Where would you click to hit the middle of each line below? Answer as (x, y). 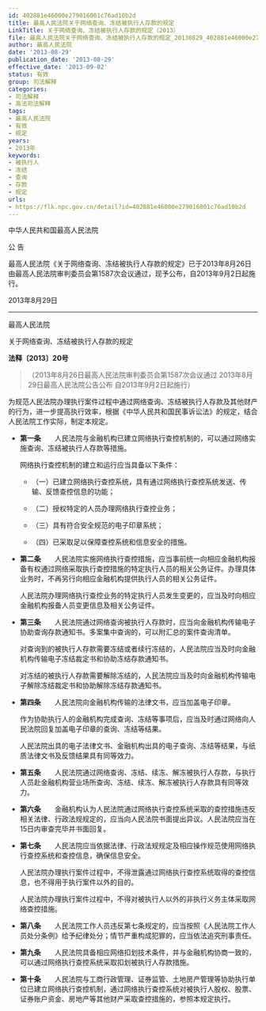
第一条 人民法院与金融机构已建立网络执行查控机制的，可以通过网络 (134, 438)
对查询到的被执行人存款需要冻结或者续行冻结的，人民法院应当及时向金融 (137, 649)
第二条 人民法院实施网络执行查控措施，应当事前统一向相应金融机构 (134, 559)
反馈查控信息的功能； (80, 492)
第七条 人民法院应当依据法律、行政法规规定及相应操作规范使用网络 (134, 846)
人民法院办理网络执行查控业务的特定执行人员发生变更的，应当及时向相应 (137, 596)
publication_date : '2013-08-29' (61, 60)
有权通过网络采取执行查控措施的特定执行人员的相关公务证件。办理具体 (141, 569)
